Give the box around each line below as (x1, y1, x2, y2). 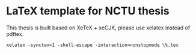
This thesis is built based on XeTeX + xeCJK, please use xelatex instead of (6, 24, 191, 31)
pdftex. (6, 30, 24, 37)
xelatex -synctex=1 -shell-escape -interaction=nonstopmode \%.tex (6, 42, 179, 48)
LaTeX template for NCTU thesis (6, 4, 170, 18)
